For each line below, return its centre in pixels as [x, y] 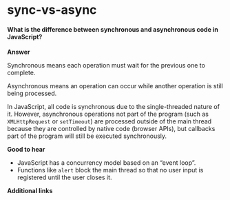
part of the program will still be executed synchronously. [87, 136]
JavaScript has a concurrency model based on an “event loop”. [106, 163]
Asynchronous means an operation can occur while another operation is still [115, 86]
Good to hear [26, 150]
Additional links [30, 191]
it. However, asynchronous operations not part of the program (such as [108, 114]
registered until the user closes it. [64, 177]
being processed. [32, 93]
